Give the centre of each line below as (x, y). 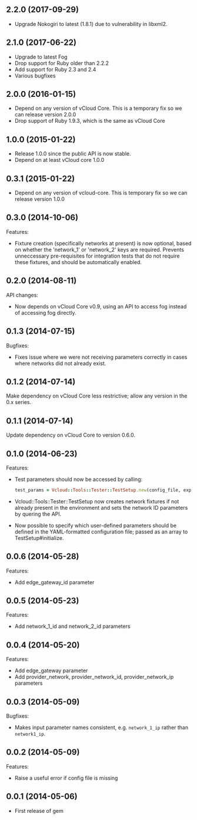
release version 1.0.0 (39, 199)
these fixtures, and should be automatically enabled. (78, 262)
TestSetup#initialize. (39, 538)
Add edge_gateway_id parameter (54, 582)
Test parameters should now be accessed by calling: (79, 479)
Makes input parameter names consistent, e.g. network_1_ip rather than (101, 728)
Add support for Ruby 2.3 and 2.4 (55, 69)
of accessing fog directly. (45, 313)
